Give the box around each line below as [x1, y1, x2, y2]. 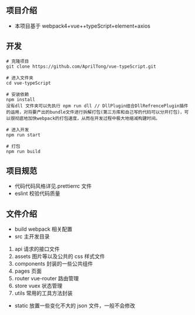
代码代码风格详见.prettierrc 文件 [14, 183, 92, 190]
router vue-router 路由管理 [14, 275, 79, 282]
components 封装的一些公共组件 [14, 260, 93, 267]
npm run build [6, 148, 41, 154]
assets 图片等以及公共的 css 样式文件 [14, 253, 106, 260]
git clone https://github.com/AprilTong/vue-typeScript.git [6, 64, 157, 69]
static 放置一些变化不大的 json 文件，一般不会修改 [14, 302, 135, 309]
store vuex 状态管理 [14, 282, 63, 290]
